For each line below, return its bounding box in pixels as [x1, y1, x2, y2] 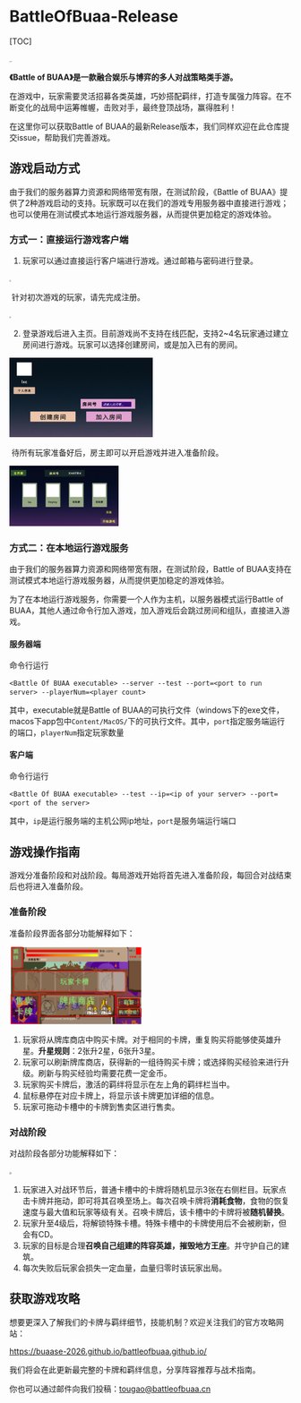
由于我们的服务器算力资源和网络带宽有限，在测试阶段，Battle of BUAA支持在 [9, 564, 293, 575]
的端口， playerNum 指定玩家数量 [9, 727, 125, 738]
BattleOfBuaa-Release [9, 6, 179, 27]
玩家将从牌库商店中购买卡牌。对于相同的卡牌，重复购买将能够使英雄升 [21, 1034, 282, 1045]
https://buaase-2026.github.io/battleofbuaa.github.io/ [9, 1346, 208, 1356]
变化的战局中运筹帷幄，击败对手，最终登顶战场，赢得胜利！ [16, 101, 237, 113]
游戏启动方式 [9, 161, 81, 176]
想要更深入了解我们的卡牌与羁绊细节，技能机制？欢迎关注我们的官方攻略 [9, 1316, 276, 1327]
